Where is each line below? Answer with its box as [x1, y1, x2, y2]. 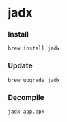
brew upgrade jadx [8, 77, 60, 83]
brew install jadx [8, 45, 60, 52]
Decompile [8, 92, 45, 102]
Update [8, 61, 33, 70]
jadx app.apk [8, 108, 45, 115]
